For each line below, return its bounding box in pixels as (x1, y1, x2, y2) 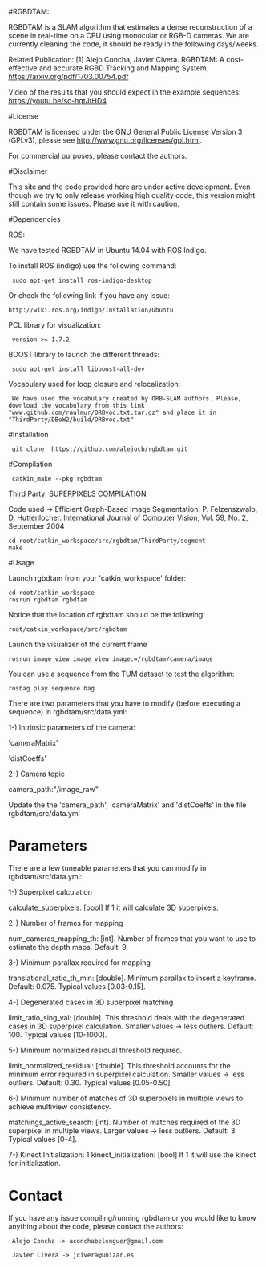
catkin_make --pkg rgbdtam (11, 475, 103, 483)
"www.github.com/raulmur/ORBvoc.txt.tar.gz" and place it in (8, 408, 217, 416)
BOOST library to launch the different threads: (8, 350, 160, 359)
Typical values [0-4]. (8, 1134, 78, 1144)
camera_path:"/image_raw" (8, 785, 99, 794)
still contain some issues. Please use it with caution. (8, 199, 180, 208)
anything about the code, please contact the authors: (8, 1221, 184, 1231)
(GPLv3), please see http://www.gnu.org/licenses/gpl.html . (8, 135, 203, 145)
